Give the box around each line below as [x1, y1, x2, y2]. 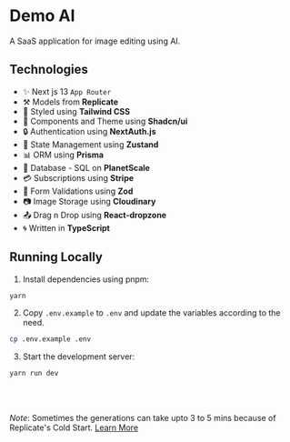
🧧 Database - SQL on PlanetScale [22, 162, 150, 173]
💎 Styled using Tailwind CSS [22, 105, 130, 116]
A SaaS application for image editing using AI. [9, 35, 181, 46]
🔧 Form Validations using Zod [22, 186, 134, 196]
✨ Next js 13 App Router [22, 85, 112, 96]
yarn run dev [9, 369, 59, 378]
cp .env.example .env [9, 335, 92, 344]
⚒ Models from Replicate [22, 96, 119, 107]
